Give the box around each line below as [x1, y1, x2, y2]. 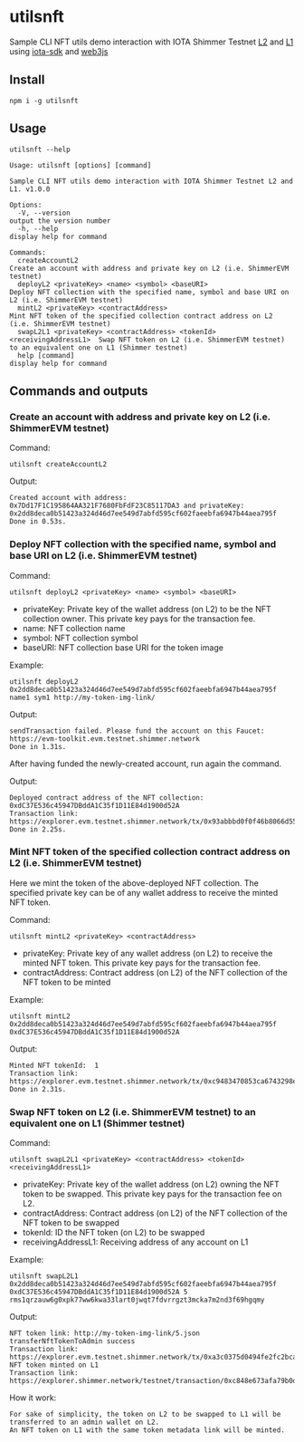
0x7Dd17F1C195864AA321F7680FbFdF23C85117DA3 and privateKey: [9, 501, 245, 511]
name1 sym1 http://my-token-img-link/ [9, 693, 156, 702]
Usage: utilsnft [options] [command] [9, 160, 152, 169]
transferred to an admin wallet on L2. [9, 1418, 160, 1428]
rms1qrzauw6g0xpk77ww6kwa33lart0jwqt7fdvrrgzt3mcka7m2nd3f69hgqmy [9, 1295, 265, 1305]
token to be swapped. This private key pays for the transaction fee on [22, 1188, 282, 1199]
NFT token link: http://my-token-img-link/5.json [9, 1329, 201, 1338]
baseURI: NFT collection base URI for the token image [22, 641, 224, 653]
